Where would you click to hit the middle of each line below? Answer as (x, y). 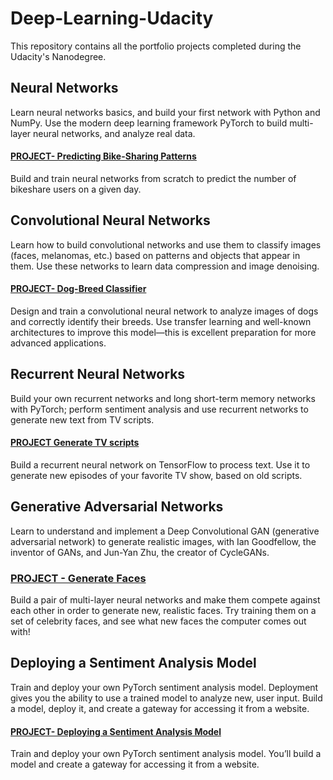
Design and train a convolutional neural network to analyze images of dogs (164, 311)
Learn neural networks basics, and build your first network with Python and (165, 112)
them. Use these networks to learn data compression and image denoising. (165, 266)
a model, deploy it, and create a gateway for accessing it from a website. (160, 708)
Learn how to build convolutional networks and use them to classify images (166, 244)
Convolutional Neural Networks (110, 220)
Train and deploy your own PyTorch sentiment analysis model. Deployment (164, 687)
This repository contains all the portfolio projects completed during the (156, 46)
